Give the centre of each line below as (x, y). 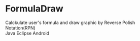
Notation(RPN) (20, 27)
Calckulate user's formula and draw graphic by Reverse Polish (70, 22)
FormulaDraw (34, 9)
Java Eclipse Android (27, 33)
